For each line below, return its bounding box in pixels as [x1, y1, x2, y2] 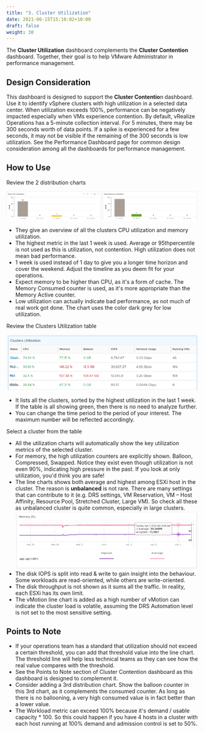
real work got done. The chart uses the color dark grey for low [15, 304, 172, 312]
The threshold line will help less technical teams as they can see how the [15, 655, 199, 663]
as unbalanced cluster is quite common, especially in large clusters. [15, 504, 186, 511]
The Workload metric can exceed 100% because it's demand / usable [15, 707, 190, 715]
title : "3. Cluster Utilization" [6, 10, 91, 16]
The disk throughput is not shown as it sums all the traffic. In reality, [15, 583, 186, 590]
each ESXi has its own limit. [15, 589, 84, 597]
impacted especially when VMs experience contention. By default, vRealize [6, 113, 195, 120]
